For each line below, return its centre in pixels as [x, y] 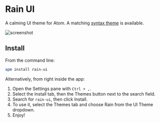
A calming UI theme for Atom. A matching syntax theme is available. [75, 23]
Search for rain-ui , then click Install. [50, 99]
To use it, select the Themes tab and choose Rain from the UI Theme [83, 104]
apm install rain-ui [27, 69]
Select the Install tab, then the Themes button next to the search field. [84, 94]
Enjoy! [19, 115]
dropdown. [23, 110]
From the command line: [30, 60]
